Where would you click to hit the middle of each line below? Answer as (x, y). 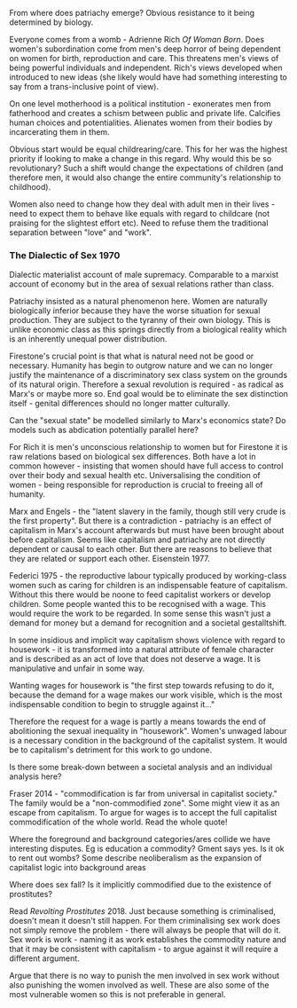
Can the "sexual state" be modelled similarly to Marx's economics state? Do (148, 421)
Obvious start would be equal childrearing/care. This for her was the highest (148, 149)
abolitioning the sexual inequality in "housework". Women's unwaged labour (148, 731)
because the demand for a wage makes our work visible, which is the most (146, 695)
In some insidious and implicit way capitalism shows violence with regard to (147, 640)
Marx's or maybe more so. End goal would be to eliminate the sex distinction (148, 394)
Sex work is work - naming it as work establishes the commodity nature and (148, 940)
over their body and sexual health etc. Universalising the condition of (135, 476)
